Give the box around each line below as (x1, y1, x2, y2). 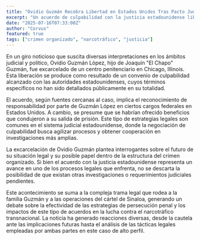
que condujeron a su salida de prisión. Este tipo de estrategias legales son (6, 115, 189, 122)
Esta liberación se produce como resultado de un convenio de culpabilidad (6, 72, 190, 79)
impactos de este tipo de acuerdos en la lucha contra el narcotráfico (6, 208, 174, 215)
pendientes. (6, 177, 36, 184)
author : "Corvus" (6, 25, 49, 32)
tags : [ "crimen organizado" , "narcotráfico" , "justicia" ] (6, 36, 153, 42)
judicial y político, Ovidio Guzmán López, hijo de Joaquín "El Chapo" (6, 59, 174, 66)
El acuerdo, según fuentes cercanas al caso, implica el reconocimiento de (6, 96, 187, 103)
